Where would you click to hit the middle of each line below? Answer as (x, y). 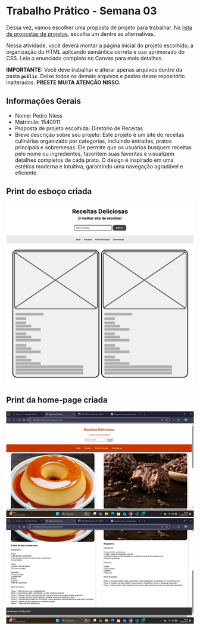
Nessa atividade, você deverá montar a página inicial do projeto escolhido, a (100, 45)
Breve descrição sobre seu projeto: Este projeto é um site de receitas (99, 134)
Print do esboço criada (49, 191)
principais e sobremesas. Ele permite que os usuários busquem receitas (103, 147)
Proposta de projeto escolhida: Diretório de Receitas (79, 128)
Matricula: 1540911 (37, 122)
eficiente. (26, 173)
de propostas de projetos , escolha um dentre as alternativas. (81, 33)
